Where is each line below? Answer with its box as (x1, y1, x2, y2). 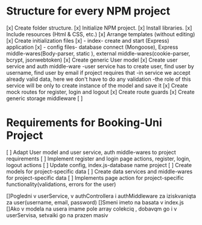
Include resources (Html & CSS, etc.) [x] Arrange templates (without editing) (6, 30, 195, 37)
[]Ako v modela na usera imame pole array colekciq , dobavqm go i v (6, 205, 177, 212)
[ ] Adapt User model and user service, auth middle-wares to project (6, 148, 176, 156)
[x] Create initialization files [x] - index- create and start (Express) (6, 37, 170, 44)
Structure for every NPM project (6, 4, 171, 18)
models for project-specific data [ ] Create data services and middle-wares (6, 168, 193, 175)
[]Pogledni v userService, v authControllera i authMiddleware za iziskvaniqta (6, 192, 197, 200)
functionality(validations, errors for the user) (6, 180, 116, 188)
